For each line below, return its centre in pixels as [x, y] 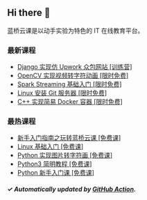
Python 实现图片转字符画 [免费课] [65, 155]
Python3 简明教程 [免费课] [54, 164]
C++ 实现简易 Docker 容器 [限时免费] [70, 102]
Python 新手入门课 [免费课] [56, 173]
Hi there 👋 [29, 13]
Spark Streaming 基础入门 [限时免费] [69, 84]
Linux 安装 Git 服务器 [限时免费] [62, 93]
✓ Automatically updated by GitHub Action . [72, 189]
